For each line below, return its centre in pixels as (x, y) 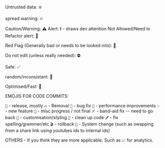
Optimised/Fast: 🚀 (23, 86)
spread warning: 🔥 (24, 18)
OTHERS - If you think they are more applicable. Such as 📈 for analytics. (79, 140)
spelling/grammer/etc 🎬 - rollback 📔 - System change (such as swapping (80, 124)
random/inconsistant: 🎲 (29, 77)
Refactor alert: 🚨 (22, 36)
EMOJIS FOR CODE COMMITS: (37, 96)
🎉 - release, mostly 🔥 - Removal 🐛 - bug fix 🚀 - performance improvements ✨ (83, 106)
